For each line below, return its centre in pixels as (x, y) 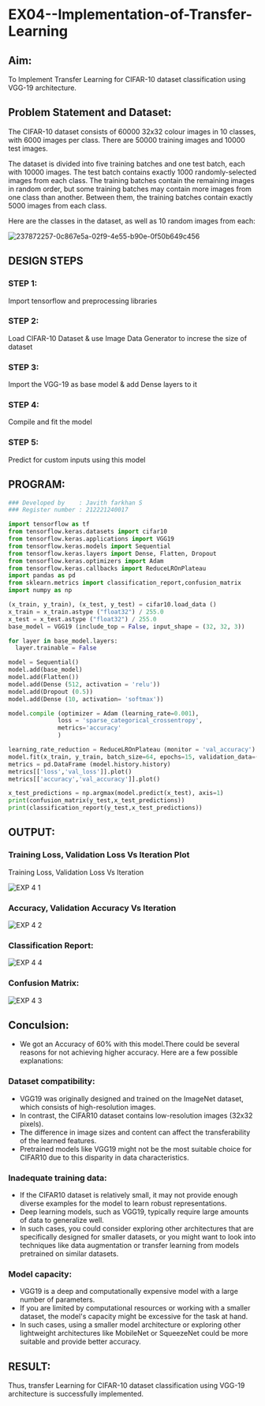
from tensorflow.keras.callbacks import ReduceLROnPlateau (107, 568)
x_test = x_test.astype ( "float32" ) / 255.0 (82, 619)
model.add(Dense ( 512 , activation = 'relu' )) (84, 684)
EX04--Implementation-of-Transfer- (130, 15)
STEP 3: (24, 367)
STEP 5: (24, 442)
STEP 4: (24, 405)
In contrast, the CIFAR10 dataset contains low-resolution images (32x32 (136, 1115)
